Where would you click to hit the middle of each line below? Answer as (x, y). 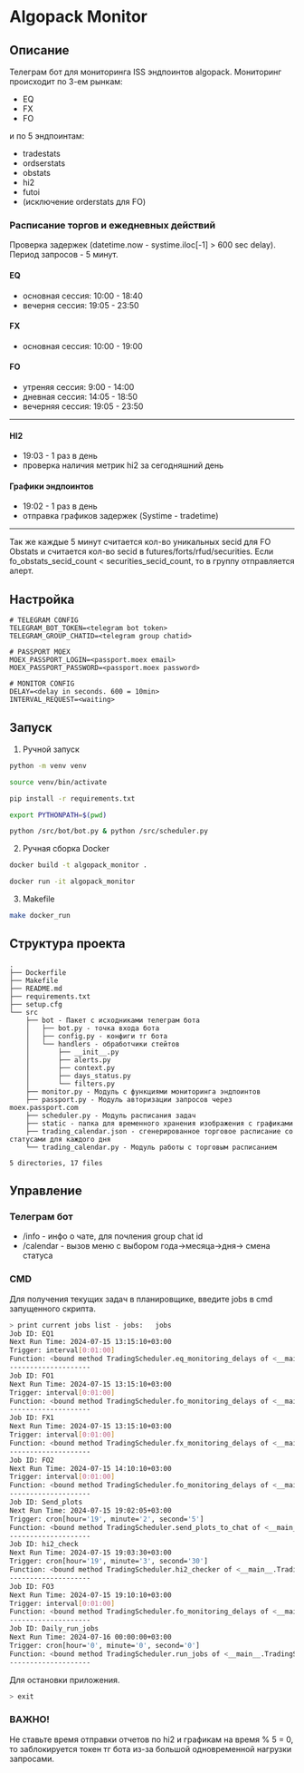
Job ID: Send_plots (46, 1503)
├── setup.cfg (36, 1004)
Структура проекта (67, 944)
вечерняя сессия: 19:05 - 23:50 (83, 406)
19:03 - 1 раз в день (60, 456)
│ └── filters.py (71, 1084)
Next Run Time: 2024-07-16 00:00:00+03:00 (90, 1637)
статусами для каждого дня (60, 1139)
